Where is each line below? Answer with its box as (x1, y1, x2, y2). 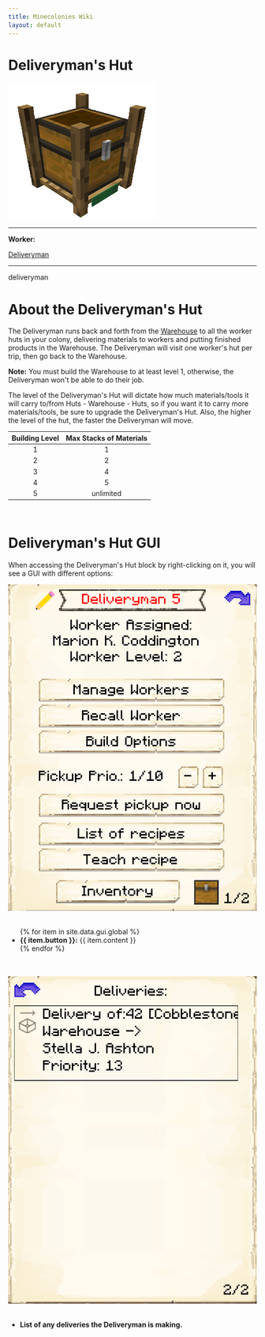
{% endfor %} (19, 944, 65, 953)
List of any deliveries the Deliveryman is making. (19, 1320, 183, 1329)
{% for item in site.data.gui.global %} (19, 927, 140, 937)
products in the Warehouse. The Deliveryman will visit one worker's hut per (8, 344, 253, 353)
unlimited (91, 489, 122, 498)
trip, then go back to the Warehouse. (8, 351, 128, 361)
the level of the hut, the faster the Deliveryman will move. (8, 415, 194, 426)
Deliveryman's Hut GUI (8, 534, 161, 552)
